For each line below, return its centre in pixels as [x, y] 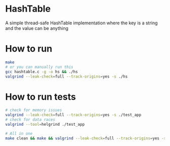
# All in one [19, 133]
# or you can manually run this [39, 67]
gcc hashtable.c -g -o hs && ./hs [42, 71]
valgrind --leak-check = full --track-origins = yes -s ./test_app [73, 115]
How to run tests [40, 97]
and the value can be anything [37, 28]
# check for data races [30, 120]
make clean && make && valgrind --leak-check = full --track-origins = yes [82, 138]
